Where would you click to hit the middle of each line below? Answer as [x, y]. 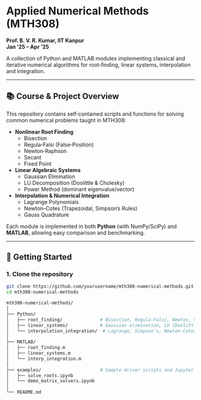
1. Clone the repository [40, 274]
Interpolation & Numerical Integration [62, 196]
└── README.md [24, 392]
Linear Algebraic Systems [48, 170]
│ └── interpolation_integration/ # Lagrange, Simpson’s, [84, 331]
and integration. [26, 71]
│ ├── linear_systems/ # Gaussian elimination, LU [88, 325]
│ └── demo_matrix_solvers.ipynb [51, 381]
